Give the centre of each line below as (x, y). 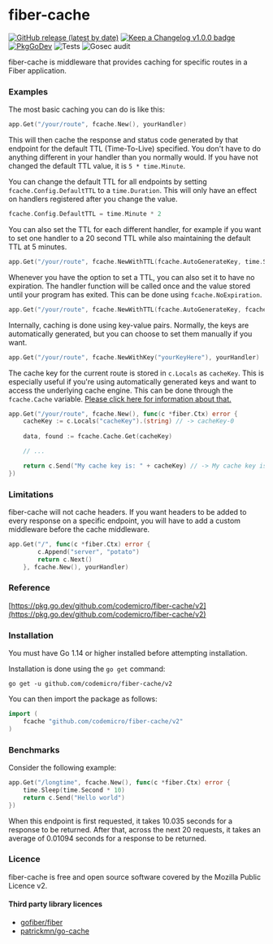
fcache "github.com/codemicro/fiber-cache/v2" (103, 722)
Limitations (31, 494)
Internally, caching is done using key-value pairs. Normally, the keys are (129, 325)
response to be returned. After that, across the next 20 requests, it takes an (135, 829)
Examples (28, 91)
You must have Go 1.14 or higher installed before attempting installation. (128, 653)
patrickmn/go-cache (54, 931)
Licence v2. (28, 885)
